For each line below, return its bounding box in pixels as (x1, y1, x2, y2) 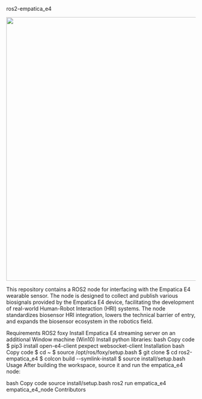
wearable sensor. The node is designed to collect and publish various (6, 292, 179, 299)
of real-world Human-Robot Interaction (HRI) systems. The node (6, 305, 166, 312)
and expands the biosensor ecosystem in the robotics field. (6, 318, 153, 325)
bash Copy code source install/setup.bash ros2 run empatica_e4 (6, 380, 167, 386)
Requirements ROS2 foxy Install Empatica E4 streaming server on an (6, 330, 176, 336)
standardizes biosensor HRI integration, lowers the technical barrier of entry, (6, 312, 196, 318)
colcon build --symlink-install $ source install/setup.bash (44, 355, 185, 362)
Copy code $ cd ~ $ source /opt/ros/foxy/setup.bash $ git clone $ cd (6, 349, 177, 356)
